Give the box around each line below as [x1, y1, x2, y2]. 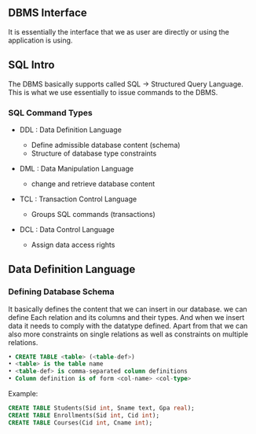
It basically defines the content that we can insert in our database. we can [8, 304, 247, 314]
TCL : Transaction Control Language [19, 194, 137, 204]
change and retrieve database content [31, 178, 155, 188]
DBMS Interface [8, 6, 88, 20]
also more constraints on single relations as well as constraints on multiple [8, 329, 249, 339]
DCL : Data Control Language [19, 224, 115, 234]
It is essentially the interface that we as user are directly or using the [8, 27, 229, 36]
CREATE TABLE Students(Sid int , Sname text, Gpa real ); [8, 404, 195, 412]
